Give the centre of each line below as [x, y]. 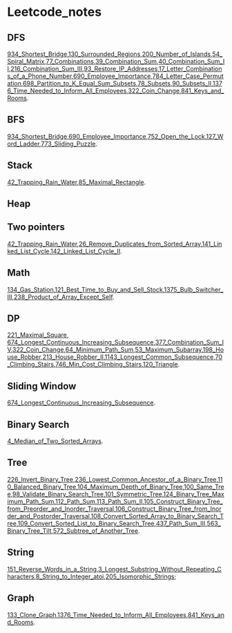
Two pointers [36, 227]
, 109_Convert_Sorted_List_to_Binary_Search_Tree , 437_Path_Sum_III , [112, 523]
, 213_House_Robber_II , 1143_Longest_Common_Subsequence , [128, 357]
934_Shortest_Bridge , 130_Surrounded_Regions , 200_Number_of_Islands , [110, 54]
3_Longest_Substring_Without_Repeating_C [160, 569]
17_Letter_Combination [190, 69]
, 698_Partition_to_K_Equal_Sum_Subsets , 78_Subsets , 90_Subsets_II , [117, 83]
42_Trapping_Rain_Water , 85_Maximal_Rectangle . [77, 182]
